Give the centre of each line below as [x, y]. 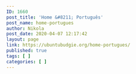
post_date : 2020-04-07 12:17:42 [47, 34]
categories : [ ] [26, 61]
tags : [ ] [19, 56]
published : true [26, 51]
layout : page [23, 39]
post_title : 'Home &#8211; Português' [55, 17]
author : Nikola [25, 28]
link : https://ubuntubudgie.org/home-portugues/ [68, 45]
